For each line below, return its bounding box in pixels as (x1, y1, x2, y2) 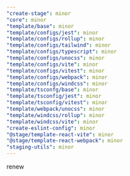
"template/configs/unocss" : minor (6, 55, 105, 62)
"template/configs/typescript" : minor (6, 49, 117, 55)
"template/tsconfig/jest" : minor (6, 93, 102, 100)
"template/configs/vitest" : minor (6, 67, 105, 74)
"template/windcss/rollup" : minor (6, 112, 105, 118)
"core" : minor (6, 16, 47, 23)
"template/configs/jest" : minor (6, 29, 99, 36)
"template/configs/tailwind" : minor (6, 42, 111, 49)
